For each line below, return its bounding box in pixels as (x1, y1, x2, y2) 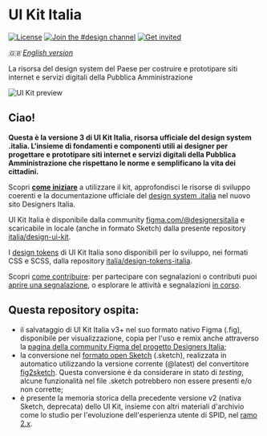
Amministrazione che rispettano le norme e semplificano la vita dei (8, 158, 237, 168)
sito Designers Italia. (8, 199, 76, 209)
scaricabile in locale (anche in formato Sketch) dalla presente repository (8, 223, 246, 233)
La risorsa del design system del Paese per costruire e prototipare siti (8, 63, 238, 73)
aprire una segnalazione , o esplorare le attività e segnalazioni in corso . (8, 279, 242, 290)
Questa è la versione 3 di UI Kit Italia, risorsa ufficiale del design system (8, 132, 252, 142)
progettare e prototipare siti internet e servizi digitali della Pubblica (8, 149, 237, 159)
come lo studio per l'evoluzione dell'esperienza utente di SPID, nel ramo (19, 410, 258, 419)
